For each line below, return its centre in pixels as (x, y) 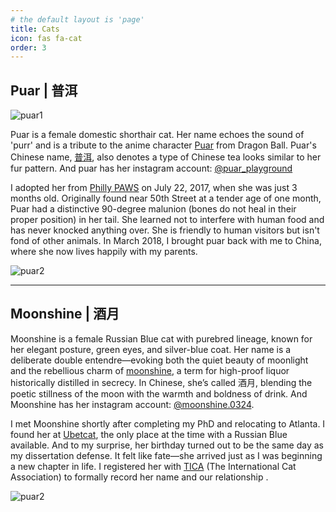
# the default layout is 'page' (77, 19)
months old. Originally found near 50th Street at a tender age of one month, (166, 198)
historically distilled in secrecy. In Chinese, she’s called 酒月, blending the (161, 382)
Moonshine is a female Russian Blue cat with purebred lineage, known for (161, 338)
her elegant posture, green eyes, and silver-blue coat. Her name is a (151, 349)
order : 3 (28, 47)
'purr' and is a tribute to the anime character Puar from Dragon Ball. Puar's (163, 145)
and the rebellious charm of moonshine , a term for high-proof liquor (150, 370)
